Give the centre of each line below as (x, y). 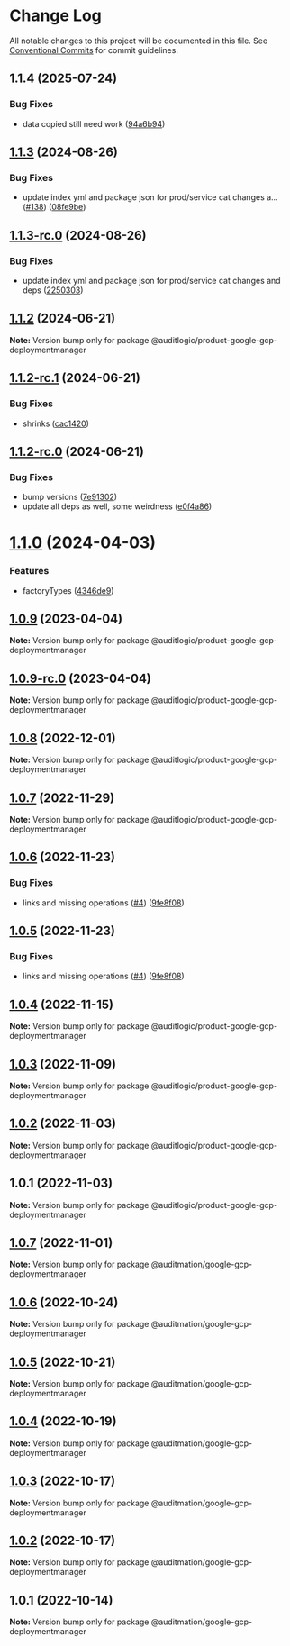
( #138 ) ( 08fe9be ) (54, 207)
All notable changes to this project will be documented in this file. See (139, 41)
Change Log (55, 16)
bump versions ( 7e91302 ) (70, 497)
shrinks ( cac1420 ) (56, 423)
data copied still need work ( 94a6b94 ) (94, 123)
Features (29, 571)
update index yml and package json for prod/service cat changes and (151, 281)
